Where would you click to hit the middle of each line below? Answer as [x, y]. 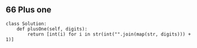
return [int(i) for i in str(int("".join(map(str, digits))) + [109, 34]
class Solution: [26, 23]
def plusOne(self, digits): [52, 29]
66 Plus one [29, 10]
